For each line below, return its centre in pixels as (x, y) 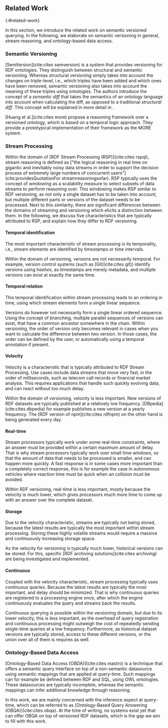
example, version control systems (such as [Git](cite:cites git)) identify (78, 264)
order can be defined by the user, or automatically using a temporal (75, 339)
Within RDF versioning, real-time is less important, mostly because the (78, 490)
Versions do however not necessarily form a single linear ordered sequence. (84, 312)
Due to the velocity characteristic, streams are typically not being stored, (80, 523)
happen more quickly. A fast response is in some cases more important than (84, 463)
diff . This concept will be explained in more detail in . (60, 107)
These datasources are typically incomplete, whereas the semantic (74, 684)
